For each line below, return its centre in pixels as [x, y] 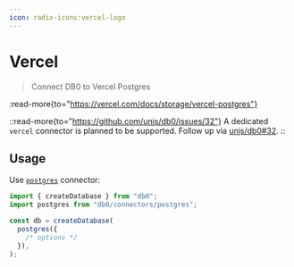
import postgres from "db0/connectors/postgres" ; [104, 205]
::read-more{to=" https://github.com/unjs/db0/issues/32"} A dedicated [139, 121]
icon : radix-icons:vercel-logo [67, 17]
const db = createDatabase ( [62, 221]
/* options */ [51, 238]
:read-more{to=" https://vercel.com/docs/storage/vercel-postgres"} [134, 104]
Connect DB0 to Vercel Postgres [91, 87]
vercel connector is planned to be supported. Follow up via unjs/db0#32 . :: [147, 130]
